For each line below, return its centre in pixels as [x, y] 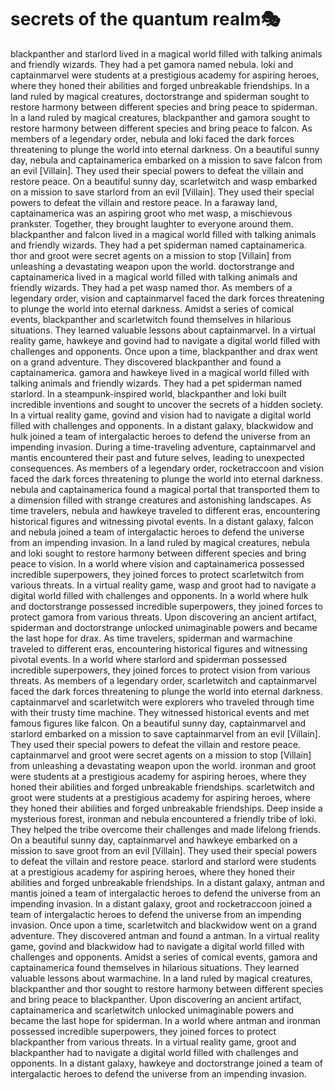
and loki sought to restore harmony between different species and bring [158, 553]
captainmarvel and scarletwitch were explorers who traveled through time [162, 702]
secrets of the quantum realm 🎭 [145, 19]
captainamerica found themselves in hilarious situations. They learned [155, 967]
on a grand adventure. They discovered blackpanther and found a [146, 362]
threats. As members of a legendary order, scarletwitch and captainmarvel [163, 680]
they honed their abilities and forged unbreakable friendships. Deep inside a [166, 808]
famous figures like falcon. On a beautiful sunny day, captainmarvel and [158, 723]
